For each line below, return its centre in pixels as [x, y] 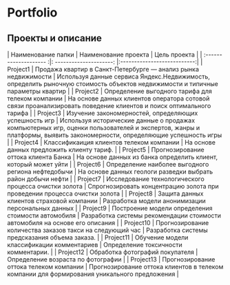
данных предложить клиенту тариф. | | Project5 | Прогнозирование [106, 150]
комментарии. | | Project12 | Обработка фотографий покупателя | [103, 252]
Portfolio [32, 13]
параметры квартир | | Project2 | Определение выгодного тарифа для [109, 91]
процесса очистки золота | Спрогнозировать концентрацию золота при [113, 186]
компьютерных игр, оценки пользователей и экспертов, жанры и [104, 128]
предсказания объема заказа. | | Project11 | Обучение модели [98, 237]
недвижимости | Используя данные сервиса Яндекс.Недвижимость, [108, 76]
